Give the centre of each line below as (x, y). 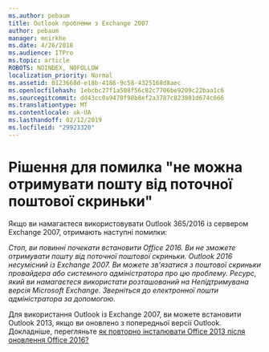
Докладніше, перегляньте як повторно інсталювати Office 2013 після (127, 331)
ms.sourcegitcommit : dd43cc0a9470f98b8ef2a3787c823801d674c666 (116, 98)
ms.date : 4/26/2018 (41, 46)
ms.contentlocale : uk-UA (50, 113)
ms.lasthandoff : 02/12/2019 (55, 120)
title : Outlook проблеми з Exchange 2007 (79, 23)
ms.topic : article (39, 61)
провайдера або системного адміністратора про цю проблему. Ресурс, (132, 273)
